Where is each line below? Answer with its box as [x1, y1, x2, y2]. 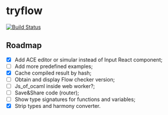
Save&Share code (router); [14, 89, 79, 96]
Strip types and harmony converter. [14, 103, 101, 110]
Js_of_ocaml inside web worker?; [14, 83, 95, 89]
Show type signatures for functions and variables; [14, 96, 136, 103]
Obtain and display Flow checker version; [14, 76, 115, 83]
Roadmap [6, 40, 42, 50]
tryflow [6, 4, 43, 18]
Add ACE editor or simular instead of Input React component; [14, 56, 163, 63]
